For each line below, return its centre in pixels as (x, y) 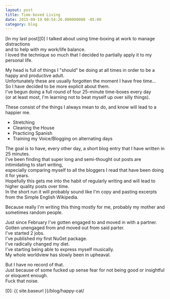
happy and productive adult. (35, 76)
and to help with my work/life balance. (45, 49)
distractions (18, 44)
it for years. (17, 176)
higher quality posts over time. (37, 186)
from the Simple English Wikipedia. (42, 197)
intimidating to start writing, (34, 165)
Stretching (23, 122)
